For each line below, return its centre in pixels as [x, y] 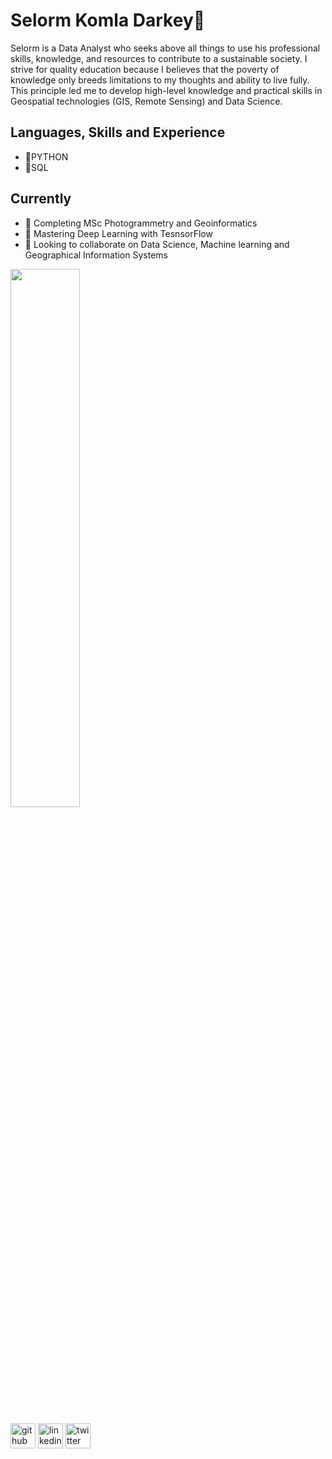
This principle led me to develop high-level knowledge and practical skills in [166, 90]
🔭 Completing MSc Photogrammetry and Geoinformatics [141, 223]
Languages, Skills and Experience [118, 132]
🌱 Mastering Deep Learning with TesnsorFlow [118, 233]
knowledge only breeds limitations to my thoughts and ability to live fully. [160, 80]
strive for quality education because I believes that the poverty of [145, 69]
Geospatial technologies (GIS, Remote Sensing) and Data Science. [146, 101]
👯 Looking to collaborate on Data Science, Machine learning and [157, 244]
